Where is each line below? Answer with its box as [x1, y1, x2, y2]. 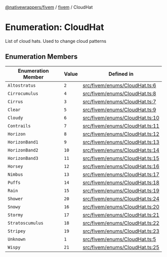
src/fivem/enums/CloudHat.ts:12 [83, 130, 160, 137]
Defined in [108, 70, 134, 77]
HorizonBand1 [7, 139, 39, 145]
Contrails [7, 123, 31, 128]
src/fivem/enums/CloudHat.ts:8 [83, 90, 157, 97]
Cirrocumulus [7, 91, 39, 96]
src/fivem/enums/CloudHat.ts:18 [83, 179, 160, 186]
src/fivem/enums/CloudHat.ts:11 [83, 122, 160, 129]
